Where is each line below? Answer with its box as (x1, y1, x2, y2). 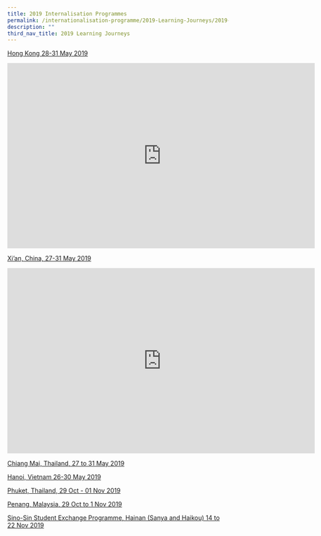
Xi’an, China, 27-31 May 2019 (7, 254, 91, 263)
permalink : (7, 17, 39, 24)
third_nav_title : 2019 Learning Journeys (7, 30, 131, 37)
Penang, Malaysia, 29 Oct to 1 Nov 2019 (7, 500, 123, 509)
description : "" (7, 23, 55, 30)
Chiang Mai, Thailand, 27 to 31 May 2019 (7, 459, 125, 468)
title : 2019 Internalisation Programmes (7, 10, 128, 18)
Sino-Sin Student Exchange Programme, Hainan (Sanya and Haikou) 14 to (7, 514, 220, 522)
